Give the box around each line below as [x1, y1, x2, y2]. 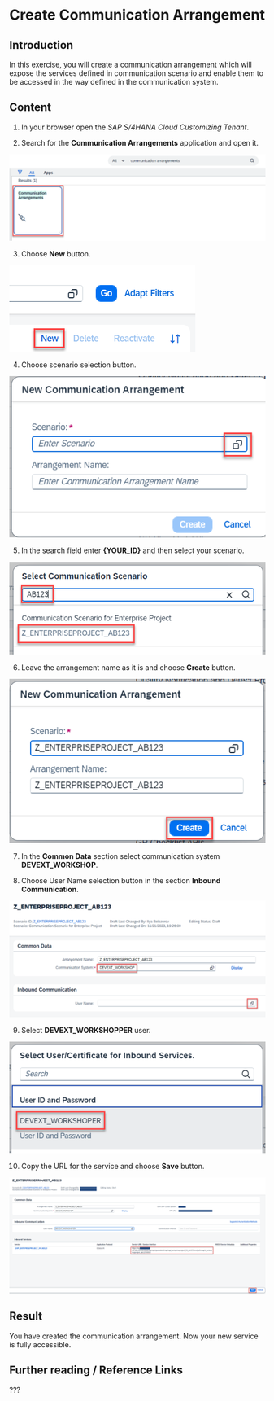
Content [9, 100, 52, 115]
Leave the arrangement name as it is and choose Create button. [20, 662, 236, 672]
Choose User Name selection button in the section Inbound [20, 875, 221, 885]
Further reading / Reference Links [9, 1364, 184, 1377]
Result [9, 1309, 43, 1324]
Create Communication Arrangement [9, 6, 265, 24]
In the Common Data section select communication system [20, 851, 220, 860]
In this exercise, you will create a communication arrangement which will [9, 59, 253, 69]
